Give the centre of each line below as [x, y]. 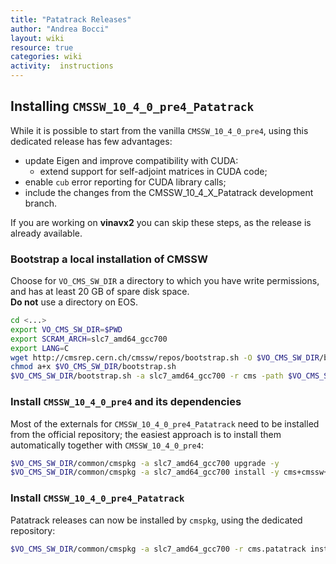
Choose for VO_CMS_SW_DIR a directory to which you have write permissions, [165, 281]
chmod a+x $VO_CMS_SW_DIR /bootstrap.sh [93, 367]
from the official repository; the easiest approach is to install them [146, 434]
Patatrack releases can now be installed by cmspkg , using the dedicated [156, 520]
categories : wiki [46, 57]
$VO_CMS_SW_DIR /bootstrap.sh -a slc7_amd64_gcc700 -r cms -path [147, 376]
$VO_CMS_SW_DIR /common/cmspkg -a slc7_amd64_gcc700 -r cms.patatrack [158, 549]
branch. [41, 203]
